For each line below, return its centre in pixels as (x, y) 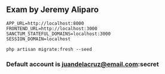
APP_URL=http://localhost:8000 (45, 23)
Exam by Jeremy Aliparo (53, 10)
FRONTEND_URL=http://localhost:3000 (52, 28)
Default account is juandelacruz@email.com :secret (83, 64)
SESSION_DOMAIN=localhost (38, 39)
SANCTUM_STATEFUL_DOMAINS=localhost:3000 (59, 34)
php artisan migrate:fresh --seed (49, 49)
